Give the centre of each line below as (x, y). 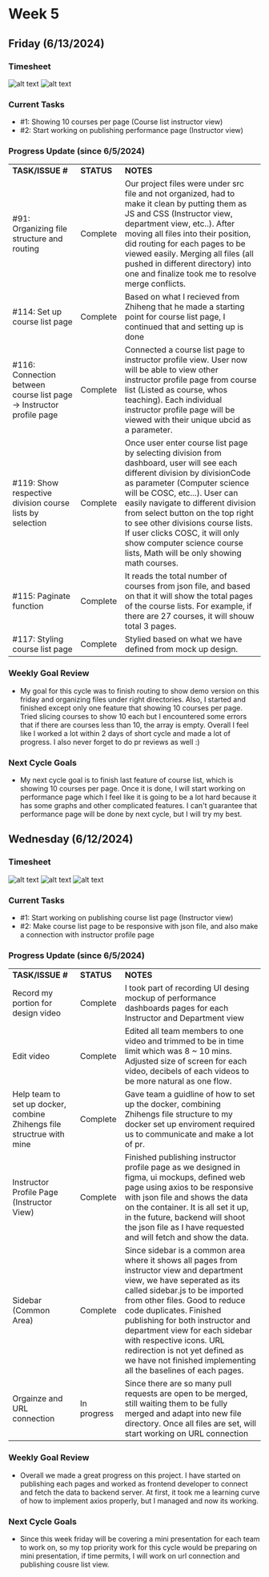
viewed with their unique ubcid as (188, 420)
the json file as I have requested (185, 1228)
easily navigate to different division (190, 503)
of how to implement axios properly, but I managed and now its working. (139, 1501)
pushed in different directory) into (188, 264)
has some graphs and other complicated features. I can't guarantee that (139, 806)
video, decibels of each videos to (187, 1072)
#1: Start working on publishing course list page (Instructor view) (126, 918)
